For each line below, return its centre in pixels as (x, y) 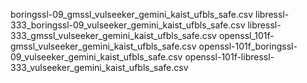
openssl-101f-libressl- (229, 57)
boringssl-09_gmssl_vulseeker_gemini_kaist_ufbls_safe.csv (132, 14)
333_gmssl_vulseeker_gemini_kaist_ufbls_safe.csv (113, 35)
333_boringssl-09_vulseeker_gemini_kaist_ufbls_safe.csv (128, 25)
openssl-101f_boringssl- (248, 46)
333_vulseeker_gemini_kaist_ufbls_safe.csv (99, 67)
